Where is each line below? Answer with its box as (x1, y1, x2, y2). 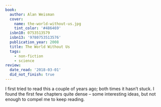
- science (14, 58, 35, 63)
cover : (9, 16, 23, 21)
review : (5, 63, 21, 68)
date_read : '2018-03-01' (9, 68, 61, 73)
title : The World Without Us (9, 44, 70, 49)
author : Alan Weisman (9, 12, 55, 17)
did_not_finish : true (9, 72, 55, 77)
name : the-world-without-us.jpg (14, 21, 81, 26)
